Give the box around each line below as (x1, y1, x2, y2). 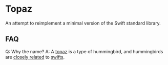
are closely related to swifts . (5, 54, 65, 60)
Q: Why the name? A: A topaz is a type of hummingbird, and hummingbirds (5, 48, 163, 54)
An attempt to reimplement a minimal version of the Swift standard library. (5, 20, 161, 26)
